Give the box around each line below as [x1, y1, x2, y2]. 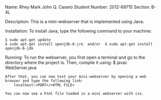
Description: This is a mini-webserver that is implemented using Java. [5, 19, 145, 24]
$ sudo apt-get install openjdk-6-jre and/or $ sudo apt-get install [5, 42, 153, 47]
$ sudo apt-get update [5, 37, 51, 42]
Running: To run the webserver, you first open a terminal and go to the [5, 54, 145, 60]
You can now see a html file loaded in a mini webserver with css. [5, 91, 145, 96]
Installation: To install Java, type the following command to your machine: [5, 28, 152, 33]
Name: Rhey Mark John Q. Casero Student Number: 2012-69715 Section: [5, 4, 150, 10]
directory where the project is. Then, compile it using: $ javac [5, 60, 128, 65]
